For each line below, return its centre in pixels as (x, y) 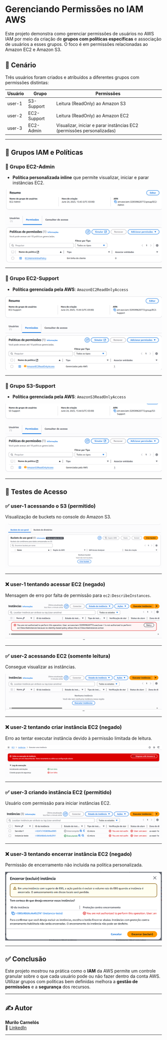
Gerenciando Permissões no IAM (74, 9)
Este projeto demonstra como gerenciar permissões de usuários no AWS (80, 33)
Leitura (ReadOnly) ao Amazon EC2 (93, 116)
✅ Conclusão (26, 959)
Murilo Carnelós (22, 1023)
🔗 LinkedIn (16, 1028)
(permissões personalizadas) (86, 130)
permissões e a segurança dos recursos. (48, 987)
